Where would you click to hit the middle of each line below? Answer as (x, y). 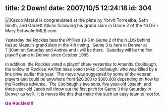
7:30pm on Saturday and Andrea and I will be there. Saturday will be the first (79, 50)
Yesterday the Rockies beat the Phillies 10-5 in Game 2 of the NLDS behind (78, 40)
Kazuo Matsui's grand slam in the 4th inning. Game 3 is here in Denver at (76, 45)
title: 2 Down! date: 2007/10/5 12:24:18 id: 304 (79, 8)
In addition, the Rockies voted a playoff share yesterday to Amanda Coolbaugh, (81, 64)
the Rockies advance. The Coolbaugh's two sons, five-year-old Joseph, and (78, 84)
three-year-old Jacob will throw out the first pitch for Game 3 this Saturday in (78, 89)
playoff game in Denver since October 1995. (48, 55)
